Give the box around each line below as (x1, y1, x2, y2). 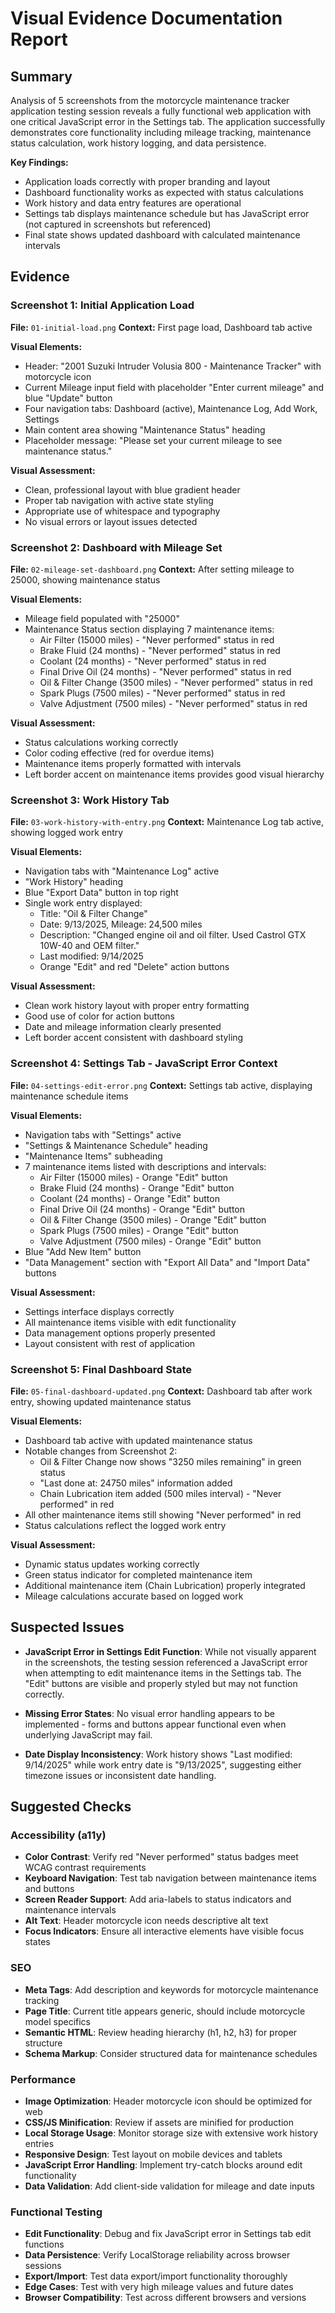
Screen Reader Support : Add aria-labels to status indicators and (24, 1893, 292, 1906)
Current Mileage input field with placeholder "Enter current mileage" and (24, 381, 325, 393)
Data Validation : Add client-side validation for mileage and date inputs (24, 2180, 316, 2192)
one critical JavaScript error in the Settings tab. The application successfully (10, 116, 326, 127)
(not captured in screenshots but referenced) (24, 218, 212, 230)
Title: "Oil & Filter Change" (39, 908, 148, 920)
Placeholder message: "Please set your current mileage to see (24, 434, 283, 446)
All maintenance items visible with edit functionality (24, 1316, 237, 1328)
